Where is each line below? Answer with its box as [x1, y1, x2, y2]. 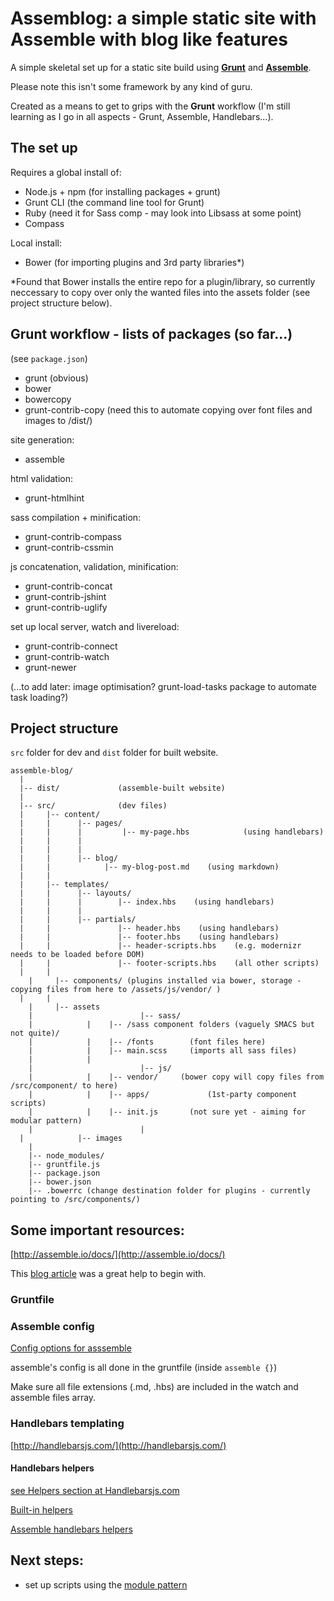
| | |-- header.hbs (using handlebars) [19, 923, 280, 934]
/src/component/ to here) [10, 1081, 118, 1091]
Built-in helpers [10, 1503, 73, 1516]
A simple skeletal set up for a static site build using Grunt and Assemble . [10, 61, 312, 73]
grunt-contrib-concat [24, 580, 113, 592]
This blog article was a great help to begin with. [10, 1268, 207, 1280]
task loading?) [10, 691, 69, 703]
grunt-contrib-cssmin [24, 541, 114, 553]
